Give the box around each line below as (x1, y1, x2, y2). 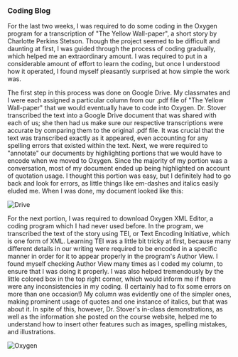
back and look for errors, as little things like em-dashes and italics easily (7, 179, 219, 188)
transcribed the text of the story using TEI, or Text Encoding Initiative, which (7, 230, 230, 238)
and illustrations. (7, 328, 56, 336)
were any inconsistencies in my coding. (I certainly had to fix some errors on (7, 282, 232, 291)
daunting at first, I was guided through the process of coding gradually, (7, 45, 216, 53)
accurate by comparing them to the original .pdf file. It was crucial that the (7, 127, 225, 135)
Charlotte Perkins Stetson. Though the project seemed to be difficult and (7, 37, 220, 46)
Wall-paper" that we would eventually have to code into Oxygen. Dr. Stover (7, 104, 227, 112)
